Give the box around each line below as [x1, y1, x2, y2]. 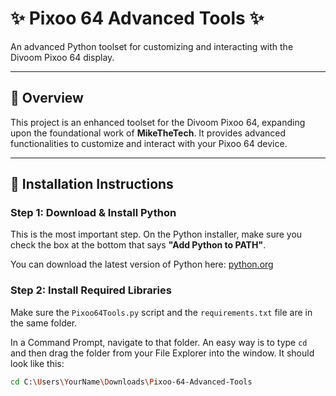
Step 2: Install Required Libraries [10, 283, 172, 297]
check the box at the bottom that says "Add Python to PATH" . [10, 239, 267, 251]
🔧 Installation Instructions [10, 176, 174, 193]
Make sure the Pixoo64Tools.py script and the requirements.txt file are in [10, 306, 313, 318]
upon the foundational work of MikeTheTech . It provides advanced [10, 127, 287, 139]
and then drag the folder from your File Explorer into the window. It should [10, 347, 315, 359]
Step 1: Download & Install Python [10, 206, 177, 220]
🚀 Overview [10, 90, 84, 107]
